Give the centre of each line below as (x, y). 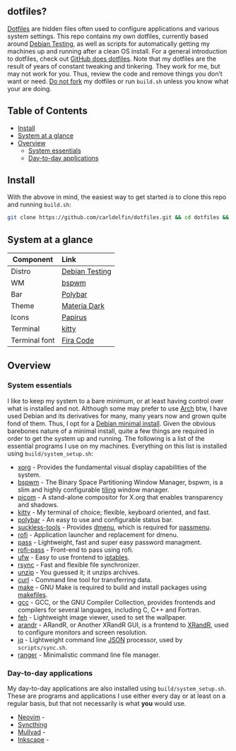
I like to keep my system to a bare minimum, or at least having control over (116, 401)
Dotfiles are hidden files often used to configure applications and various (113, 28)
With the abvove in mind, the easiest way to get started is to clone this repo (117, 197)
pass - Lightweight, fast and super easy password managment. (110, 542)
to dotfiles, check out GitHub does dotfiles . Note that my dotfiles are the (112, 59)
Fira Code (77, 341)
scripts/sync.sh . (42, 647)
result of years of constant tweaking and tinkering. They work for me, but (114, 66)
